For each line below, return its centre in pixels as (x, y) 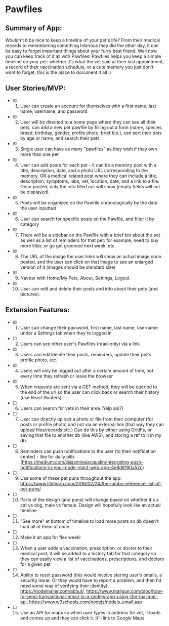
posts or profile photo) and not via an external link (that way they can (92, 424)
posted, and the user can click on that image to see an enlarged (87, 262)
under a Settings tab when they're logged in (66, 333)
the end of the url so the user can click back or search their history (90, 392)
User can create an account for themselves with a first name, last (88, 106)
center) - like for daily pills (47, 456)
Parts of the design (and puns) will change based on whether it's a (90, 499)
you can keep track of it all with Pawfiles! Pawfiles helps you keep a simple (83, 56)
